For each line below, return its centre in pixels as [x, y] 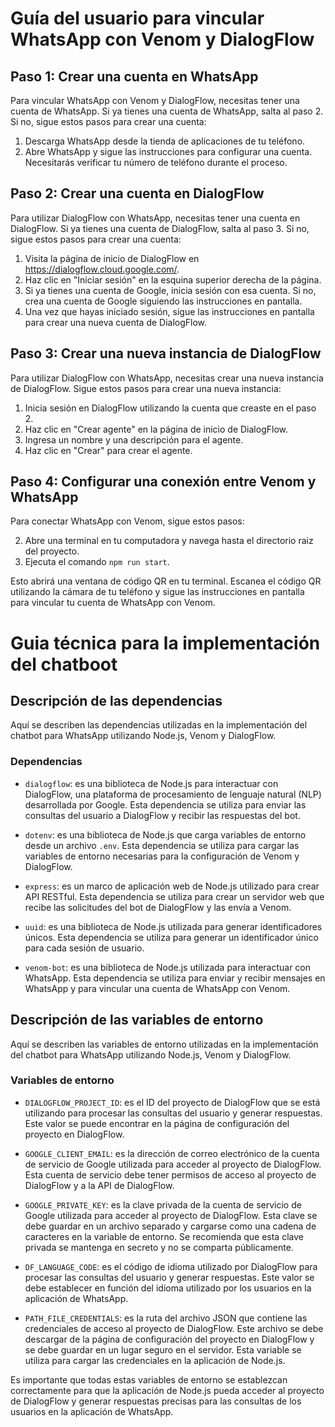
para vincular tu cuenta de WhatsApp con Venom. [113, 603]
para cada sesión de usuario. [84, 948]
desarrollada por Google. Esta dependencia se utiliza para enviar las [165, 804]
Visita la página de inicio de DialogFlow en [112, 258]
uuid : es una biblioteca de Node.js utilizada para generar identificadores [173, 926]
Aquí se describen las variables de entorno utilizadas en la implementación [164, 1044]
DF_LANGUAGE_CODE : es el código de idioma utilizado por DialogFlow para [171, 1266]
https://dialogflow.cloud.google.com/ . [102, 269]
